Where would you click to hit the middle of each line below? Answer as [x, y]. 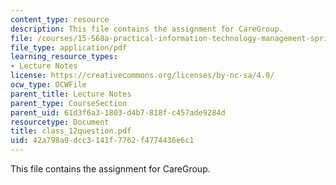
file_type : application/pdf [69, 47]
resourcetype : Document [60, 122]
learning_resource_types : [64, 57]
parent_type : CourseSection [69, 103]
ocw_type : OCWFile [48, 85]
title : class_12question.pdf [71, 131]
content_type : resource [60, 19]
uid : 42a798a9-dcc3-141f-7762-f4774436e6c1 [102, 141]
